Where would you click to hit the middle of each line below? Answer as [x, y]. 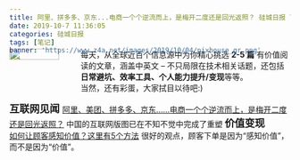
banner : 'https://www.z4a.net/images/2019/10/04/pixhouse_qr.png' [135, 51]
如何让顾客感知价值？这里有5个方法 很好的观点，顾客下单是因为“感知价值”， [149, 136]
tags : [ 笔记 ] [32, 42]
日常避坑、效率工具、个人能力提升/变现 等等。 [164, 77]
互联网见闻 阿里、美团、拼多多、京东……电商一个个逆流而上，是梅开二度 [148, 109]
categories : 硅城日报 [47, 34]
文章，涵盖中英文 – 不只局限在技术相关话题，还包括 [190, 66]
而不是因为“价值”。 [44, 147]
